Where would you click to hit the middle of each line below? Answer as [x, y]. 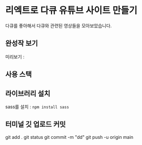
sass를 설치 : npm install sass [37, 107]
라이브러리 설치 [28, 94]
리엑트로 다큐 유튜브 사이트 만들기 [71, 11]
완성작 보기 [22, 43]
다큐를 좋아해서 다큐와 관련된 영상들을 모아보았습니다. [58, 26]
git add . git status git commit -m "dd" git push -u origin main [69, 137]
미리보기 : [15, 56]
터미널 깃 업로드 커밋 [35, 124]
